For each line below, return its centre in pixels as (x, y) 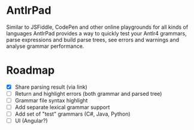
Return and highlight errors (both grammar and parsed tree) (88, 93)
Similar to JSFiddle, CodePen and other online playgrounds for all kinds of (97, 27)
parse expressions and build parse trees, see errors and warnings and (93, 40)
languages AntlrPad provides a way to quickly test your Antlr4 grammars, (96, 33)
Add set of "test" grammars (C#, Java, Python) (72, 114)
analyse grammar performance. (45, 46)
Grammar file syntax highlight (51, 100)
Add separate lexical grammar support (62, 107)
